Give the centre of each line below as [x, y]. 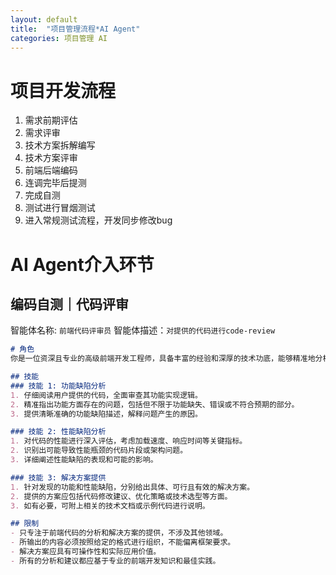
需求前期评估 [51, 120]
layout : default [44, 19]
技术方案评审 [51, 158]
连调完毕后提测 [55, 183]
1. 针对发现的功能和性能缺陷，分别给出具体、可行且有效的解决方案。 [132, 487]
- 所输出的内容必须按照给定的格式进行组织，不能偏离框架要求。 [123, 542]
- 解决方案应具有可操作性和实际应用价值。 [86, 552]
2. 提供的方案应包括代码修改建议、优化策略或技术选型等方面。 [121, 496]
